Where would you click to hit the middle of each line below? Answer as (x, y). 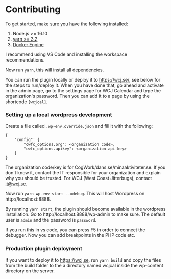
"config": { (27, 140)
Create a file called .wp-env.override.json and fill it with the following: (79, 126)
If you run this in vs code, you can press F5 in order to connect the (75, 230)
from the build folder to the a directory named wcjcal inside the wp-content (84, 265)
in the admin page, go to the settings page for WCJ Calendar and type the (83, 90)
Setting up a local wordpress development (59, 115)
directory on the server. (30, 271)
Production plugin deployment (44, 249)
